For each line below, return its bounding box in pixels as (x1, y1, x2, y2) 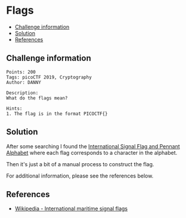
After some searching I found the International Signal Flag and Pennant (6, 142, 180, 150)
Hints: (6, 105, 23, 111)
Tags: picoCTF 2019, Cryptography (6, 74, 92, 80)
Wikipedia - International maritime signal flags (14, 205, 128, 212)
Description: (6, 90, 39, 96)
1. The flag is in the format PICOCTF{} (6, 111, 108, 117)
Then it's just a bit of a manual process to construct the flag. (6, 160, 154, 167)
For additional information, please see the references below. (6, 172, 154, 179)
